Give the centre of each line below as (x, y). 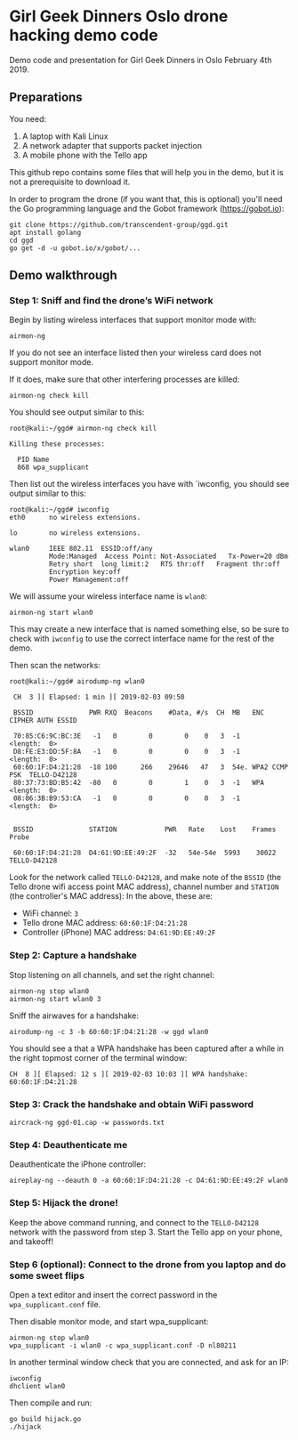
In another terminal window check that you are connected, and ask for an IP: (149, 1362)
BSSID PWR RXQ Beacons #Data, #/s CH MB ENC (139, 713)
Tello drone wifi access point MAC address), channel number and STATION (144, 886)
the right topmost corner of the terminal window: (98, 1057)
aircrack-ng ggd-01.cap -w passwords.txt (87, 1123)
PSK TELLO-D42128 (43, 775)
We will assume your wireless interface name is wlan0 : (108, 596)
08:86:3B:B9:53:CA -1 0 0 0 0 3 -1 (127, 798)
